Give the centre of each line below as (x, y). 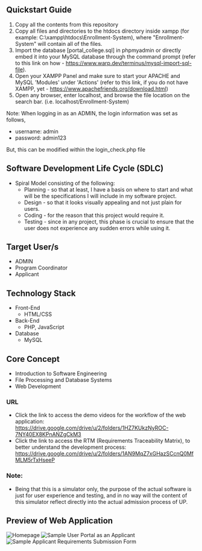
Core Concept (33, 359)
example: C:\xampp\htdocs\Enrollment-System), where (83, 37)
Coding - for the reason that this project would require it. (94, 215)
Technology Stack (41, 293)
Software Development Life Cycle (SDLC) (85, 169)
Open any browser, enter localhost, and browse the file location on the (102, 95)
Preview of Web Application (60, 521)
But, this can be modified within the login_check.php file (76, 149)
